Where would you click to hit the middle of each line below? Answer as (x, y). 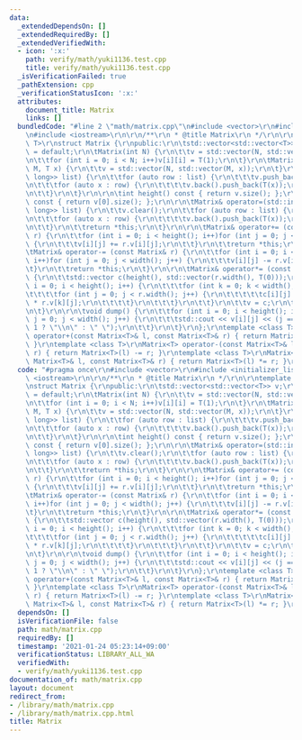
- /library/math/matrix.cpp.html (72, 713)
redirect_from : (38, 696)
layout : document (42, 688)
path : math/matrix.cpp (60, 629)
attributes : (40, 101)
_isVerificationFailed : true (72, 77)
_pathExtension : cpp (56, 85)
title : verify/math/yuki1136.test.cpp (98, 69)
